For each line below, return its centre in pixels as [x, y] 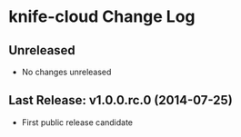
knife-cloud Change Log [102, 17]
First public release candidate [77, 122]
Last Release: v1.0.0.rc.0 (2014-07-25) [120, 100]
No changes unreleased [66, 72]
